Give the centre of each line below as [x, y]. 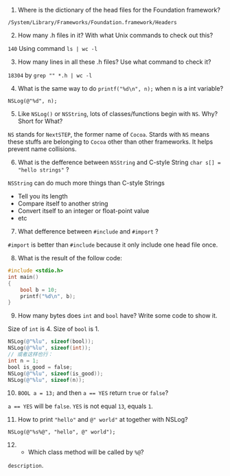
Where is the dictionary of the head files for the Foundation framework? [119, 10]
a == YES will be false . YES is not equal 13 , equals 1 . [80, 406]
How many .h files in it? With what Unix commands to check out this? [115, 35]
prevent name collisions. [42, 149]
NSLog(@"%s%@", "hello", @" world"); [62, 432]
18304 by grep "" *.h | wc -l [50, 75]
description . [26, 466]
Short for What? [40, 121]
